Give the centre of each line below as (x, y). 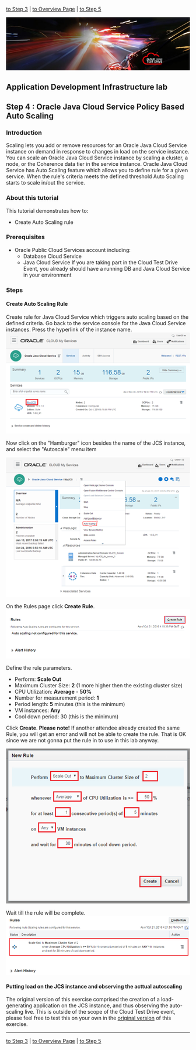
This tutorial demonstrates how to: (47, 210)
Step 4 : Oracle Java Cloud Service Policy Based (95, 106)
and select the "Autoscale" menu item (51, 449)
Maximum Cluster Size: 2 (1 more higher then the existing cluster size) (98, 685)
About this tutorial (32, 198)
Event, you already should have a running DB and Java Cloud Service (106, 268)
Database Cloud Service (52, 256)
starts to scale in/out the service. (46, 183)
